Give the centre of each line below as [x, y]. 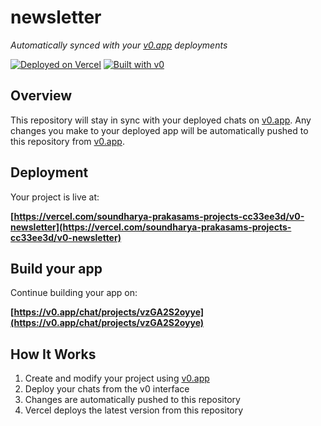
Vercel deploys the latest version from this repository [134, 410]
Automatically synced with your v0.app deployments [119, 45]
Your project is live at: [55, 197]
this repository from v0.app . [67, 141]
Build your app [56, 268]
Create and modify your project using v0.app [117, 378]
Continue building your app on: [74, 293]
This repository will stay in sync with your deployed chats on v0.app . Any [161, 120]
